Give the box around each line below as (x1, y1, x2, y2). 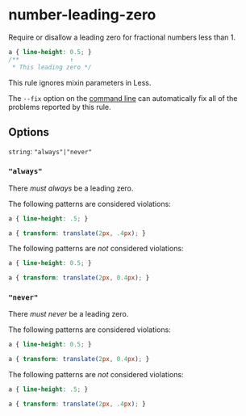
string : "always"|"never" (8, 147, 93, 157)
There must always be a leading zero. (8, 183, 134, 193)
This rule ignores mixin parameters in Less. (8, 78, 152, 87)
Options (8, 125, 50, 139)
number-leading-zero (8, 6, 156, 24)
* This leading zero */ (11, 63, 92, 71)
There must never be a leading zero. (8, 309, 129, 319)
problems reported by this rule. (8, 102, 111, 111)
